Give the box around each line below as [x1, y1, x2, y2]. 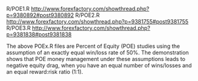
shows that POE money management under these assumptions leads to [6, 56, 186, 62]
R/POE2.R [75, 11, 100, 19]
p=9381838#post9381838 [6, 31, 72, 38]
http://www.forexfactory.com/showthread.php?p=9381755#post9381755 [6, 18, 189, 25]
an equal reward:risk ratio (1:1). [6, 68, 83, 75]
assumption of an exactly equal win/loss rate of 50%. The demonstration [6, 49, 189, 56]
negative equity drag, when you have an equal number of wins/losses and [6, 62, 192, 69]
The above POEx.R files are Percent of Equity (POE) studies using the [6, 42, 180, 50]
